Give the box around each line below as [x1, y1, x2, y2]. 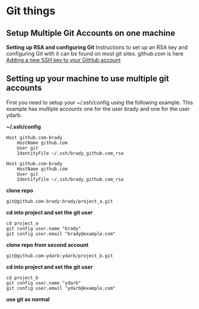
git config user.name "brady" [6, 225, 82, 231]
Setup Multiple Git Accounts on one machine [6, 28, 176, 38]
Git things [6, 4, 55, 18]
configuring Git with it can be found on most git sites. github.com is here [6, 50, 184, 57]
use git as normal [6, 295, 50, 302]
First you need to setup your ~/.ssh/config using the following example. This [6, 98, 194, 106]
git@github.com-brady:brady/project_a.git [6, 198, 113, 204]
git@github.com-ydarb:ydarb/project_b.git [6, 252, 113, 259]
